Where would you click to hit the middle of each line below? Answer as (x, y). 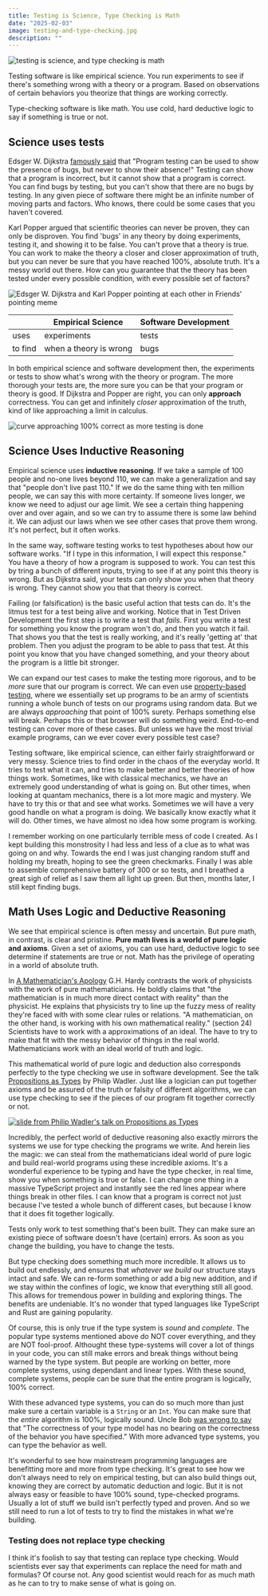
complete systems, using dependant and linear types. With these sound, (127, 1370)
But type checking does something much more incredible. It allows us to (127, 1261)
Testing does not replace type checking (87, 1540)
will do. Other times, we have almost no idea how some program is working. (133, 820)
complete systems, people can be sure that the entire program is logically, (130, 1378)
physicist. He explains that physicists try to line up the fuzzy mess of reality (132, 1005)
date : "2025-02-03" (41, 23)
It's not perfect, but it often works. (65, 529)
